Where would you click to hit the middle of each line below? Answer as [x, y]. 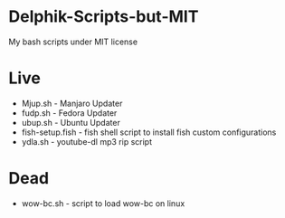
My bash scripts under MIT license [73, 42]
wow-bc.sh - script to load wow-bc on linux [103, 203]
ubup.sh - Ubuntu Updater [71, 122]
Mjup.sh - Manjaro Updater [72, 103]
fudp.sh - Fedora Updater [69, 113]
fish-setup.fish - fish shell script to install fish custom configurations [149, 132]
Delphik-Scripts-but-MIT [104, 17]
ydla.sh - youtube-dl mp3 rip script [87, 141]
